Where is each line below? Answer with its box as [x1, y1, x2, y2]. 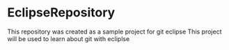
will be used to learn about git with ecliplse [7, 34, 130, 42]
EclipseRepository [7, 5, 116, 21]
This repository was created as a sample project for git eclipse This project [7, 27, 222, 36]
